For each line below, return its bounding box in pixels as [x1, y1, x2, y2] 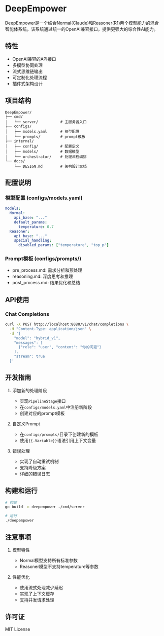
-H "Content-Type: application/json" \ [9, 326, 92, 331]
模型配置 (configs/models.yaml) [5, 194, 83, 201]
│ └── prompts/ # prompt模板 [5, 134, 86, 139]
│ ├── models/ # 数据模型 [5, 149, 80, 154]
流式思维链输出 [12, 68, 43, 74]
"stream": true [14, 354, 45, 359]
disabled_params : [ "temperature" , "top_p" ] [18, 243, 109, 248]
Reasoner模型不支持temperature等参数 [19, 563, 98, 569]
